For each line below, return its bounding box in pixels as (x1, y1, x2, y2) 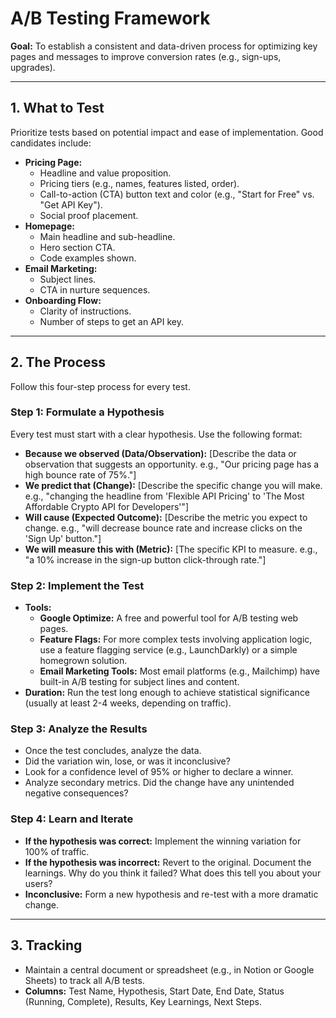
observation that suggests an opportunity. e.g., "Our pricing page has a (24, 458, 320, 470)
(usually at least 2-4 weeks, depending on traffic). (24, 697, 232, 709)
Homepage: (24, 220, 75, 232)
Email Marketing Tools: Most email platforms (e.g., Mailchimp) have (39, 665, 320, 677)
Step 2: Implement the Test (10, 578, 145, 592)
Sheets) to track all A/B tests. (24, 974, 145, 986)
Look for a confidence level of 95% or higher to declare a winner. (24, 766, 294, 778)
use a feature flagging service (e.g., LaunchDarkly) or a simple (39, 644, 298, 656)
